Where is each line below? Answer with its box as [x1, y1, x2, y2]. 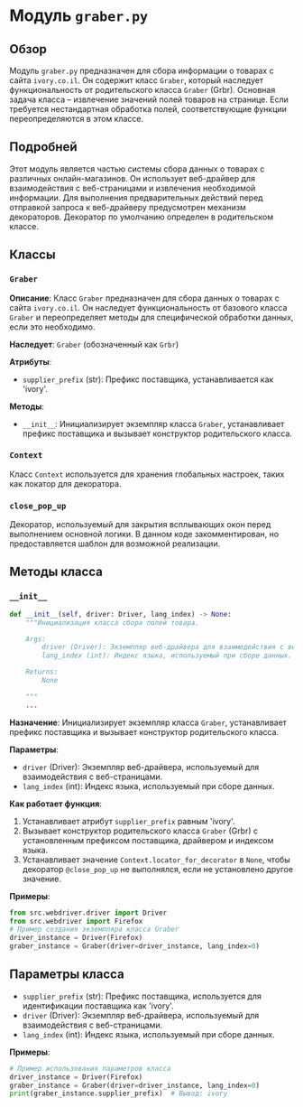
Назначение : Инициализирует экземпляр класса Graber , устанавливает [9, 717, 287, 728]
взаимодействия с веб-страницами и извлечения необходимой [9, 182, 256, 193]
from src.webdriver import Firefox [9, 916, 143, 926]
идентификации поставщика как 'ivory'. [22, 1000, 174, 1011]
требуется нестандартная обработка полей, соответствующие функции [9, 104, 287, 114]
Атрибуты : [9, 356, 52, 367]
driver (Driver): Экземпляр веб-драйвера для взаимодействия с [41, 643, 284, 652]
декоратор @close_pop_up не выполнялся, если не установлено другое [22, 863, 294, 874]
